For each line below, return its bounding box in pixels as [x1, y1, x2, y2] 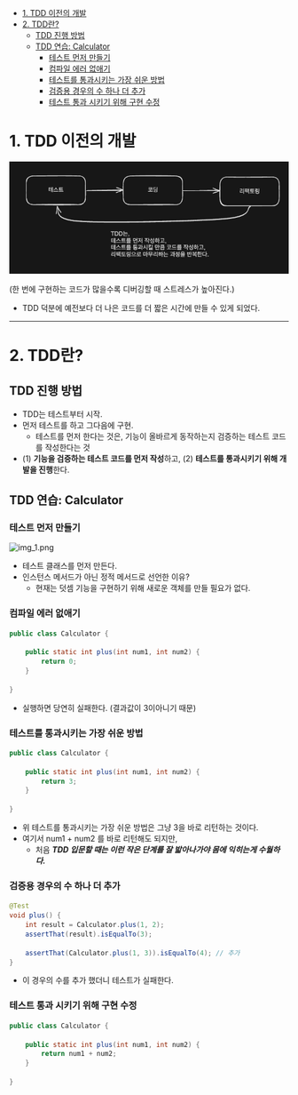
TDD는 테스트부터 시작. [21, 408, 103, 420]
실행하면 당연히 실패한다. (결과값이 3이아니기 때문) [21, 702, 197, 713]
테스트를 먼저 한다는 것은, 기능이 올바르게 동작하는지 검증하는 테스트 [35, 430, 271, 442]
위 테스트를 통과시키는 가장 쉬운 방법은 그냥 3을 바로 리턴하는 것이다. [21, 822, 259, 833]
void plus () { [9, 911, 62, 920]
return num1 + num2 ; [41, 1050, 117, 1059]
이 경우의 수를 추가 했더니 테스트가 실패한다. [21, 975, 175, 986]
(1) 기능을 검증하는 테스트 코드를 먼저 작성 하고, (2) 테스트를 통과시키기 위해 [21, 452, 278, 464]
